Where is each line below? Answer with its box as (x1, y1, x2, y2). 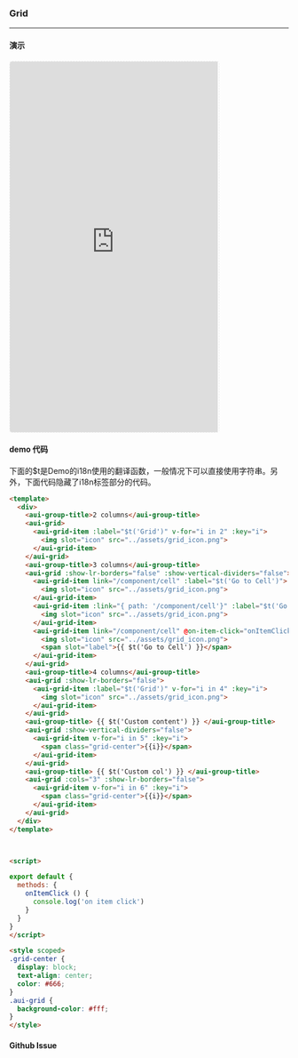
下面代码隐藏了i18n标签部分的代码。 (24, 477, 157, 487)
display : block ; (17, 963, 77, 972)
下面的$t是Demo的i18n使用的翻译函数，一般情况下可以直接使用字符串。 (9, 465, 271, 476)
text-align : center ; (17, 972, 93, 981)
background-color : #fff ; (17, 1004, 109, 1014)
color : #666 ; (17, 979, 66, 989)
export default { (9, 872, 74, 882)
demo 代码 (9, 444, 49, 455)
